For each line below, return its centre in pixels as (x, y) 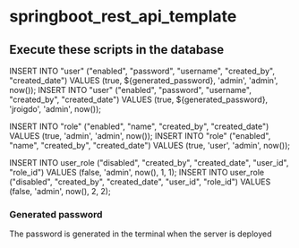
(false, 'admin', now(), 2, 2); (60, 191)
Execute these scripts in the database (117, 50)
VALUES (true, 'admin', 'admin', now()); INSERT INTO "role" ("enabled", (140, 136)
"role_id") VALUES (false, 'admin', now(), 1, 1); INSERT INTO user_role (137, 172)
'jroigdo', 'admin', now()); (55, 109)
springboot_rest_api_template (123, 17)
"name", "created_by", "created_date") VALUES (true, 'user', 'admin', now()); (150, 145)
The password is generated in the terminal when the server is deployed (141, 234)
